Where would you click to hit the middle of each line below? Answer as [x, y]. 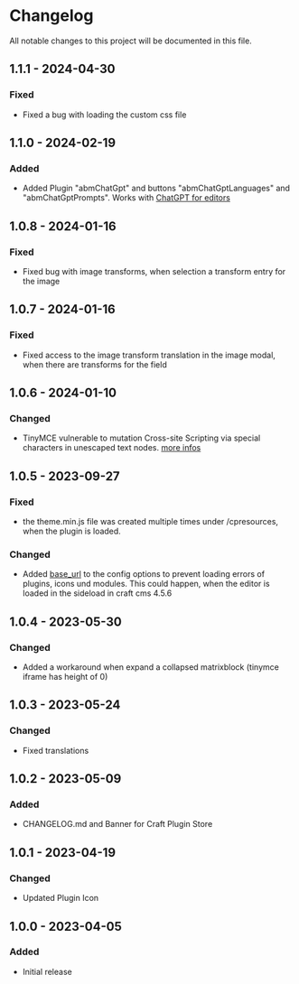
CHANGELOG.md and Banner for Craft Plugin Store [117, 824]
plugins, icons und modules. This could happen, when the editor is [146, 584]
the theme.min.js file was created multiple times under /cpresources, [150, 522]
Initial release [47, 971]
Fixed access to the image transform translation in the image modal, [149, 355]
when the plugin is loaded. [72, 531]
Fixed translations [56, 750]
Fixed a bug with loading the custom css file [104, 115]
